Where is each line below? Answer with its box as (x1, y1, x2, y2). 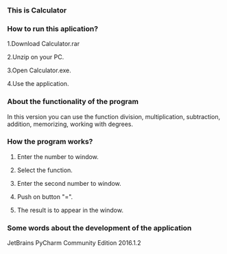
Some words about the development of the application (7, 223, 192, 233)
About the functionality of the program (7, 97, 139, 107)
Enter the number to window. (16, 152, 99, 160)
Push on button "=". (16, 192, 73, 201)
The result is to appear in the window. (16, 206, 123, 214)
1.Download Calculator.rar (7, 40, 80, 48)
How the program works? (7, 137, 93, 147)
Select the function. (16, 166, 73, 174)
